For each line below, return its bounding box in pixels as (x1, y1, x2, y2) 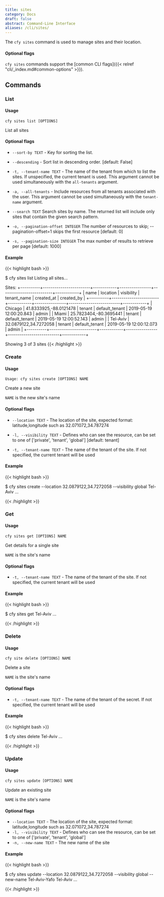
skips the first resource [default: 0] (53, 228, 123, 234)
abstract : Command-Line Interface (5, 21, 76, 26)
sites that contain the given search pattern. (12, 214, 99, 220)
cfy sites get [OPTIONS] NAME (5, 534, 67, 539)
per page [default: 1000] (12, 243, 62, 249)
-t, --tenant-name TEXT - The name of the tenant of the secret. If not (12, 696, 152, 702)
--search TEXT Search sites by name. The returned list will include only (12, 209, 155, 215)
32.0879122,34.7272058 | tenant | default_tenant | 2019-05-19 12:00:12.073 (5, 321, 158, 327)
